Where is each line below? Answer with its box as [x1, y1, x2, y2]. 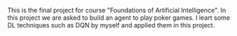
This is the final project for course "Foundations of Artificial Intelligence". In [7, 6, 226, 14]
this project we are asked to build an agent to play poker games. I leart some [7, 13, 231, 22]
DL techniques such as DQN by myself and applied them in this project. [7, 21, 215, 29]
